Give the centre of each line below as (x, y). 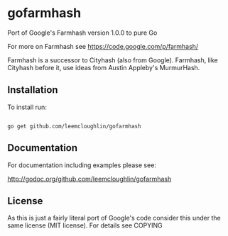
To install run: (27, 107)
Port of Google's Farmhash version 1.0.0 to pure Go (82, 33)
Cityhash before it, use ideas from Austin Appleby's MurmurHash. (104, 67)
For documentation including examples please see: (82, 165)
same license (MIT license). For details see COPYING (85, 225)
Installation (33, 90)
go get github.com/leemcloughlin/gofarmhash (74, 126)
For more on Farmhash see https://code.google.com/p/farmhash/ (103, 46)
